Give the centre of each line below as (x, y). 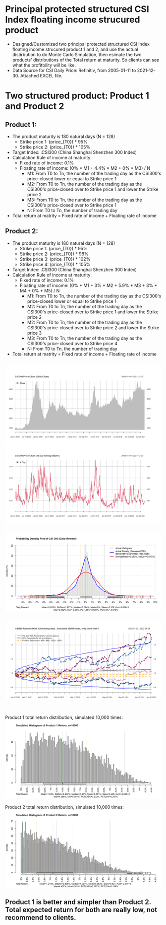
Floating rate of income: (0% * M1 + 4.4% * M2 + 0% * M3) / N (85, 168)
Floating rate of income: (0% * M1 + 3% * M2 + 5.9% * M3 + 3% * (88, 285)
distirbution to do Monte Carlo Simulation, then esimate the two (77, 54)
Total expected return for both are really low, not (81, 910)
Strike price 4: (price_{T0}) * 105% (55, 264)
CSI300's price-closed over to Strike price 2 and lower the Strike (93, 327)
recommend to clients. (41, 917)
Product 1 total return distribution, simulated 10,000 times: (64, 717)
